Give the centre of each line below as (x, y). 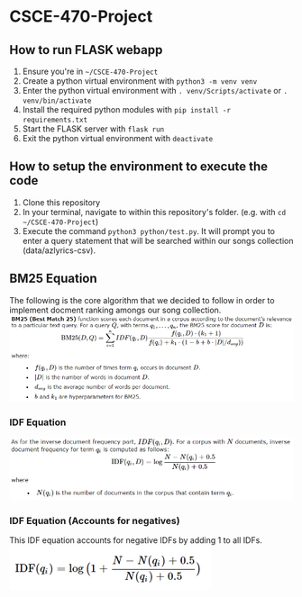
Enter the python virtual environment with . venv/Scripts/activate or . (155, 90)
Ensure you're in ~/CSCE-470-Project (90, 71)
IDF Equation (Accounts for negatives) (95, 520)
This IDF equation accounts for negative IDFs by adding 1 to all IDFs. (136, 540)
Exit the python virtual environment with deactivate (118, 138)
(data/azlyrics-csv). (59, 250)
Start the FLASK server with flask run (93, 129)
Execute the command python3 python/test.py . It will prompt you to (148, 231)
